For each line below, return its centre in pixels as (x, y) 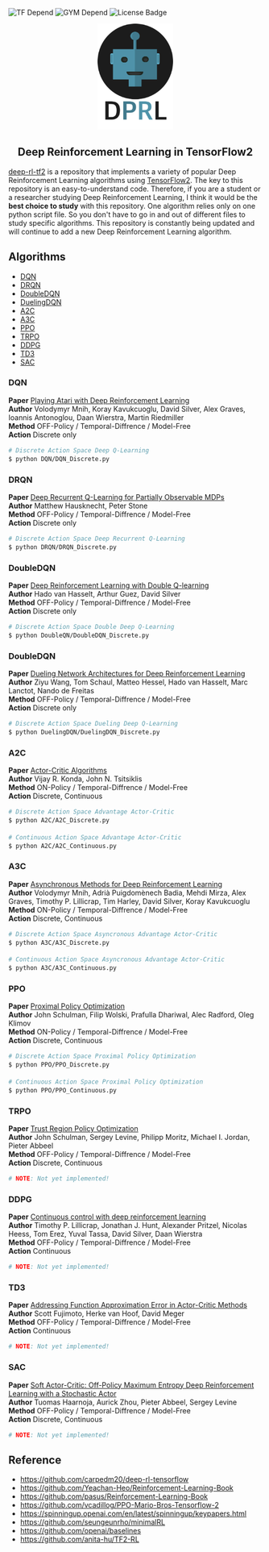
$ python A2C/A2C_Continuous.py (62, 846)
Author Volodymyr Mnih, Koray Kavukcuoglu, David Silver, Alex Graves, (127, 409)
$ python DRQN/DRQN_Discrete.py (62, 547)
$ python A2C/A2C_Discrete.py (59, 820)
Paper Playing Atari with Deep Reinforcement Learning (99, 400)
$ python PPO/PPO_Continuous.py (62, 1090)
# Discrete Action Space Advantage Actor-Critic (91, 812)
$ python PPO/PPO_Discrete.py (59, 1065)
